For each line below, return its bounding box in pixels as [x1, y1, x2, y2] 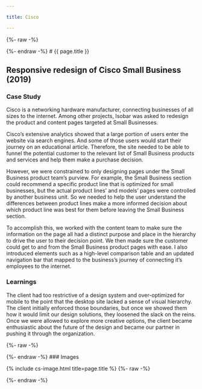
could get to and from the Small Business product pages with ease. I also [6, 243, 188, 251]
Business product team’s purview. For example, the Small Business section [6, 174, 192, 181]
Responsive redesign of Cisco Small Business [6, 65, 181, 75]
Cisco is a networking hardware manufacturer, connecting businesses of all [6, 106, 194, 113]
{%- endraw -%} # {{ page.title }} [6, 48, 89, 55]
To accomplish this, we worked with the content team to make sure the [6, 224, 182, 232]
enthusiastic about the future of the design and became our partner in [6, 323, 180, 331]
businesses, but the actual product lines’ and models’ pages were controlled [6, 187, 196, 194]
